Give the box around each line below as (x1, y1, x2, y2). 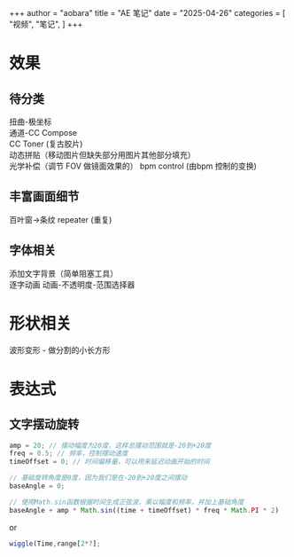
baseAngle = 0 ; (9, 482, 66, 490)
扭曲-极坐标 (9, 116, 52, 127)
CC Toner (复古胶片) (9, 138, 83, 149)
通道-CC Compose (9, 128, 78, 137)
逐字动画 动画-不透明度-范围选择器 (9, 278, 135, 290)
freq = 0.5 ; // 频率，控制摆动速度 (9, 449, 128, 459)
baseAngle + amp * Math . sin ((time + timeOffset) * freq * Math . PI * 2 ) (9, 506, 280, 514)
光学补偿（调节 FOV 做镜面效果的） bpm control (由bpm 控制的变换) (9, 161, 257, 171)
